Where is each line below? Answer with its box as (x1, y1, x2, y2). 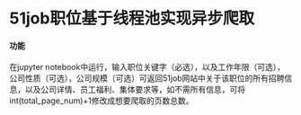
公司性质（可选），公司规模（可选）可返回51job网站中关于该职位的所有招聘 (9, 73, 285, 84)
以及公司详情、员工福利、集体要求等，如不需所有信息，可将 (24, 84, 245, 95)
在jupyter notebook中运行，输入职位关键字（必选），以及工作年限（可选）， (9, 62, 286, 73)
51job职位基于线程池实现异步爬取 (9, 8, 254, 29)
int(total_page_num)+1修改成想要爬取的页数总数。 (9, 95, 194, 106)
